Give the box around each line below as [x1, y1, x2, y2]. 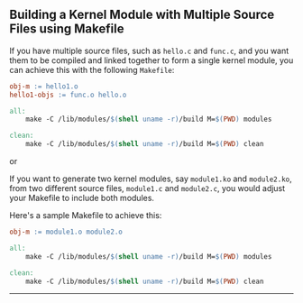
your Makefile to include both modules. [9, 193, 155, 204]
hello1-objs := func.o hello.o [9, 90, 127, 99]
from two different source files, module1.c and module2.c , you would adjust [9, 183, 286, 194]
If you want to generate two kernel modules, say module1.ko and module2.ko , [9, 173, 293, 184]
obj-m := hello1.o [9, 81, 78, 91]
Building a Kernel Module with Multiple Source [9, 7, 275, 23]
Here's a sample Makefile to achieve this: [9, 210, 162, 221]
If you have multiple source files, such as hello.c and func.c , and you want [9, 45, 289, 56]
